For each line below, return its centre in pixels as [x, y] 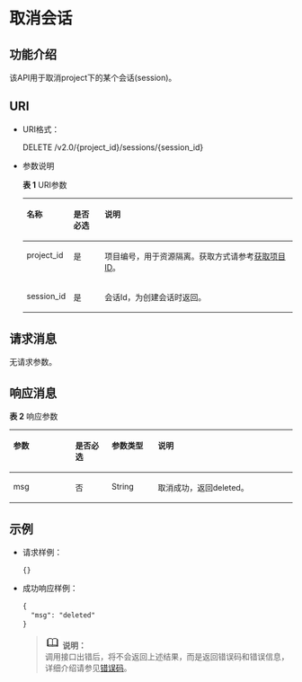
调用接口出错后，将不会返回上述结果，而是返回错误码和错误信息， [167, 656]
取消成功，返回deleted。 [203, 487]
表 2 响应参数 [34, 416]
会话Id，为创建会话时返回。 [155, 297]
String [123, 486]
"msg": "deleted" [63, 616]
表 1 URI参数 [44, 184]
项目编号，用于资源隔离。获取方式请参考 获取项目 [195, 256]
